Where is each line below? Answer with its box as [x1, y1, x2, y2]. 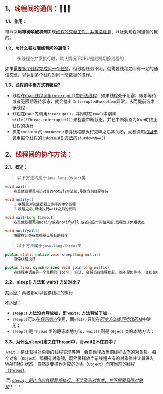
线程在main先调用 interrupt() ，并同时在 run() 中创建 [12, 111, 116, 116]
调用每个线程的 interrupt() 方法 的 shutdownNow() [12, 135, 106, 141]
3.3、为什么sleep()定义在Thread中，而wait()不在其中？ [5, 339, 117, 345]
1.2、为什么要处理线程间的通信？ [5, 45, 71, 51]
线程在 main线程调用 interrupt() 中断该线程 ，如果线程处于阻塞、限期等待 [12, 92, 157, 98]
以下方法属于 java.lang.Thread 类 [16, 242, 82, 248]
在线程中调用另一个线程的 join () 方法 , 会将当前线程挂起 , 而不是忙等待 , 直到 [14, 270, 153, 275]
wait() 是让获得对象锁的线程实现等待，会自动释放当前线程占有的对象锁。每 [6, 349, 157, 355]
